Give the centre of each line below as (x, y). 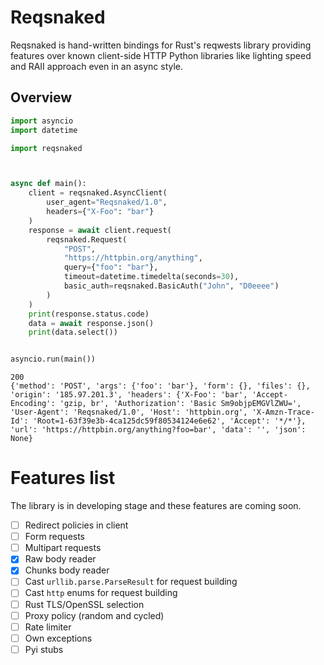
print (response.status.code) (89, 314)
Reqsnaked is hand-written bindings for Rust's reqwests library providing (161, 45)
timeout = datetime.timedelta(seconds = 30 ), (151, 277)
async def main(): (48, 184)
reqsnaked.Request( (87, 239)
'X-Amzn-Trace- (283, 412)
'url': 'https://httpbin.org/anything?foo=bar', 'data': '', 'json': (158, 430)
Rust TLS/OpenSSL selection (84, 604)
